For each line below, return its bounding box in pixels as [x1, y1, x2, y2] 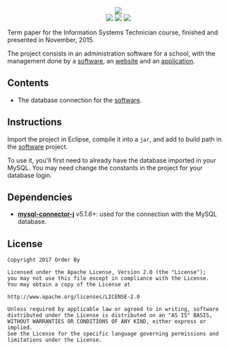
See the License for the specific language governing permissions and [7, 331, 219, 338]
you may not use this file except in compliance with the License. [7, 275, 210, 282]
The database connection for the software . [17, 96, 142, 104]
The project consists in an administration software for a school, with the [7, 49, 216, 58]
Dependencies [7, 191, 73, 203]
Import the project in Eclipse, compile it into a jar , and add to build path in [7, 134, 222, 144]
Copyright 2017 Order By [7, 257, 80, 264]
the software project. [7, 142, 68, 151]
